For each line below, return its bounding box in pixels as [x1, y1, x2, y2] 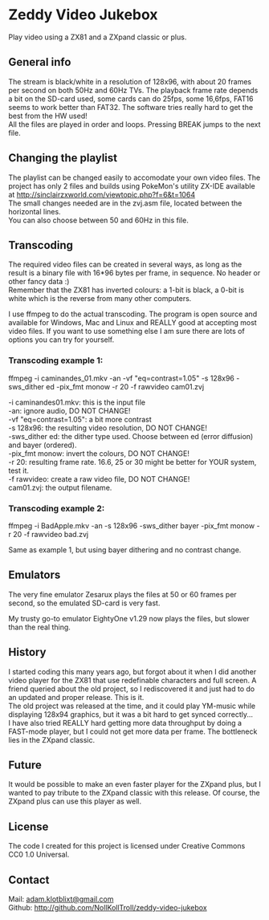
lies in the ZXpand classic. [8, 735, 95, 744]
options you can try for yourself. [8, 335, 115, 344]
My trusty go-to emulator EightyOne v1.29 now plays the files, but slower [8, 613, 251, 623]
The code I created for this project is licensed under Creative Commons [8, 841, 246, 851]
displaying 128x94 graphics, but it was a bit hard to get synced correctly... [8, 709, 254, 719]
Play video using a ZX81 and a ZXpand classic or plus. [8, 32, 187, 42]
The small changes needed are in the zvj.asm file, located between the [8, 198, 243, 208]
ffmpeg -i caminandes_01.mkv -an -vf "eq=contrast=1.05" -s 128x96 [8, 373, 235, 383]
